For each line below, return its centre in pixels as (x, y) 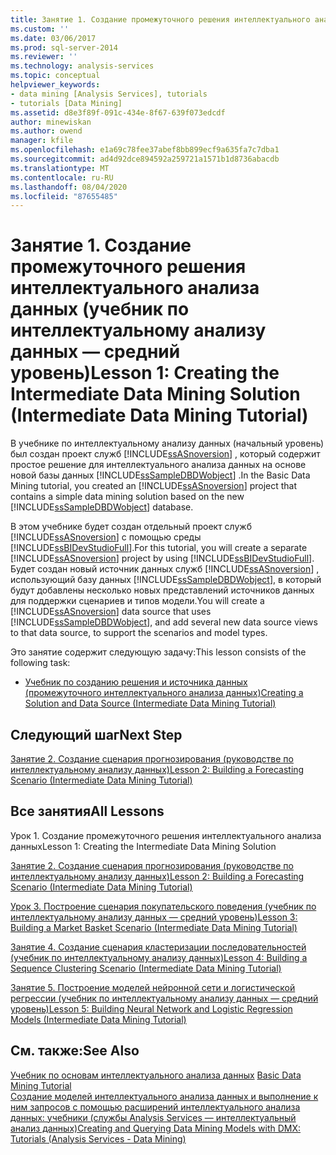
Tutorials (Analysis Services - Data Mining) (98, 1138)
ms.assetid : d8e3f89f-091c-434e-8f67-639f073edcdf (118, 112)
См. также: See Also (75, 1051)
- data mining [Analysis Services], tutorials (109, 94)
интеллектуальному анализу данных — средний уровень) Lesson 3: (154, 917)
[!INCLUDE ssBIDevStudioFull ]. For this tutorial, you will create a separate (159, 548)
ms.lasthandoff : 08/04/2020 (69, 187)
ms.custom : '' (40, 29)
